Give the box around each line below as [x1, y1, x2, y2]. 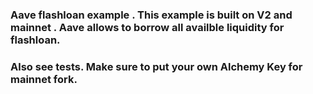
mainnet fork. [10, 72, 78, 86]
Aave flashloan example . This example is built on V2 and [10, 8, 293, 22]
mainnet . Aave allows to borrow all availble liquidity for [10, 20, 285, 34]
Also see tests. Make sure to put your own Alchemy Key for [10, 59, 303, 73]
